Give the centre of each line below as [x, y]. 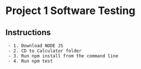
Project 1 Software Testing [70, 11]
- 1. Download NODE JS [36, 46]
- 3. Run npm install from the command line [63, 56]
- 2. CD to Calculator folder [45, 51]
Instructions [28, 32]
